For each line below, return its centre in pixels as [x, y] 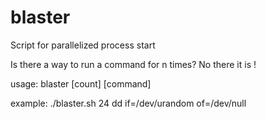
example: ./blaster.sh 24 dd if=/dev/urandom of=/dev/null [128, 103]
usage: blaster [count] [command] [81, 83]
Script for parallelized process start [83, 45]
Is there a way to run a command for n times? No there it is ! [133, 64]
